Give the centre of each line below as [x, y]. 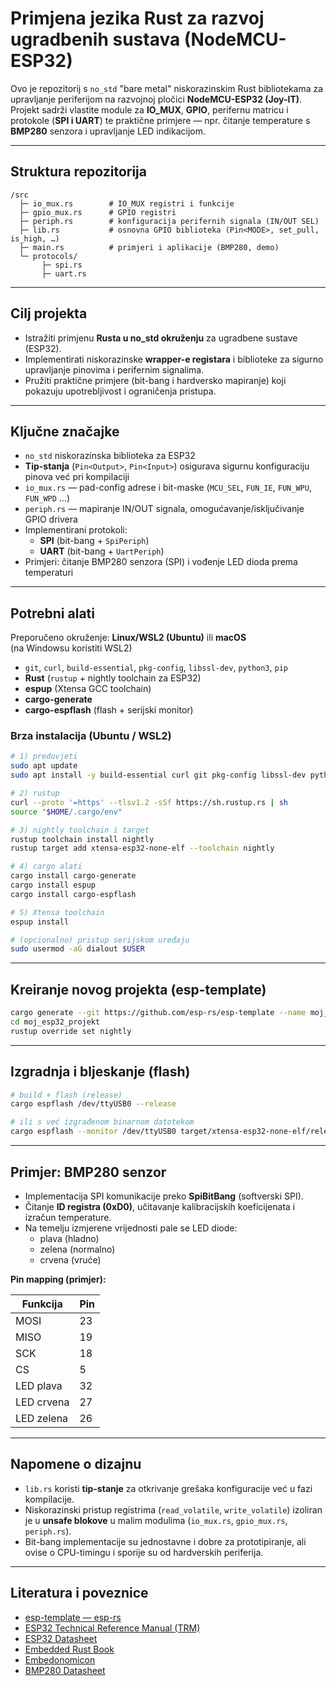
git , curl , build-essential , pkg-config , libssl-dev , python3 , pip [156, 668]
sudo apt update [44, 766]
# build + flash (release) [66, 1095]
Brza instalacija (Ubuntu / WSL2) [91, 736]
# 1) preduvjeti [44, 757]
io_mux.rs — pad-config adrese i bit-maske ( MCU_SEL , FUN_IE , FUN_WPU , [168, 488]
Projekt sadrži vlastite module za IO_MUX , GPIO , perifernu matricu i [149, 109]
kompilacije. [49, 1499]
